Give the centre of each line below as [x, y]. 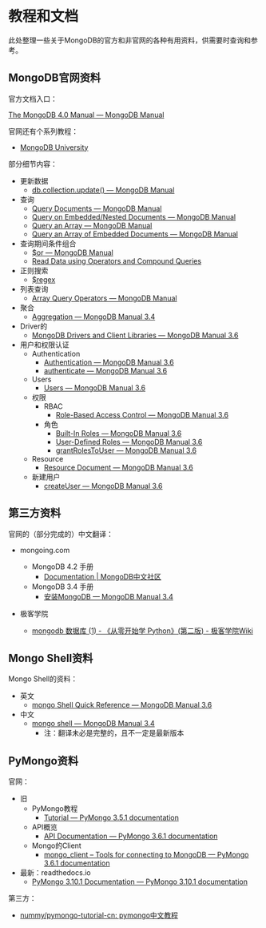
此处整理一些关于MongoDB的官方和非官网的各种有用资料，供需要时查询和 [130, 40]
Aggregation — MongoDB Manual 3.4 [93, 317]
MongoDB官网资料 [55, 78]
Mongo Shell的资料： [43, 679]
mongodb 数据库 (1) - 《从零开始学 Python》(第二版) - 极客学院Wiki [143, 631]
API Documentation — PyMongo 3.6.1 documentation [131, 836]
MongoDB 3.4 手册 [63, 587]
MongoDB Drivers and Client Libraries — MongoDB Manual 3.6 [135, 335]
